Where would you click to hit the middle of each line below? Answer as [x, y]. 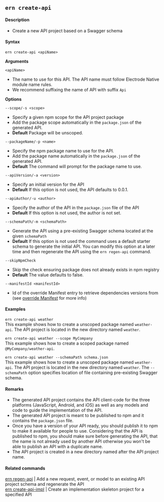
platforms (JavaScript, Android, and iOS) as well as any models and [80, 405]
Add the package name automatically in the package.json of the [76, 156]
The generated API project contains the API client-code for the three [81, 400]
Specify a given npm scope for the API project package [68, 117]
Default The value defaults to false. [48, 275]
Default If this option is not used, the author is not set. [67, 213]
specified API [19, 495]
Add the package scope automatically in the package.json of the [77, 122]
